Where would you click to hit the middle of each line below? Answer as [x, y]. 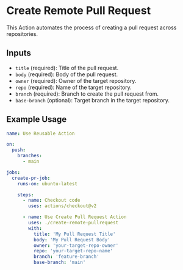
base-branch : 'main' [59, 263]
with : [35, 228]
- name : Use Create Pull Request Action [74, 217]
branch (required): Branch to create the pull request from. [87, 94]
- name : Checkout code [51, 201]
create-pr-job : [31, 178]
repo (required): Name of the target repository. [74, 87]
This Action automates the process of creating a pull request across [91, 27]
